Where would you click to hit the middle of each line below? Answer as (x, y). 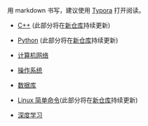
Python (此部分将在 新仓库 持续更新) (68, 40)
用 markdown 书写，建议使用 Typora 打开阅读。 (76, 10)
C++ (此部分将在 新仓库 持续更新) (64, 25)
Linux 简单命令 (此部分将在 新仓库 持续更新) (78, 100)
